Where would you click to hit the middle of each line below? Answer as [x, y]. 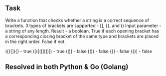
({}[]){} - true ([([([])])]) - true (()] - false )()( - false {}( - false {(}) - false [79, 51]
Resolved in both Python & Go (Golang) [67, 67]
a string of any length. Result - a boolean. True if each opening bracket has [82, 31]
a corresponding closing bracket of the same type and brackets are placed [82, 36]
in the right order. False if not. [35, 41]
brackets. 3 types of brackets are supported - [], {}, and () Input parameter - [83, 25]
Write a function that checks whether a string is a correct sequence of [77, 20]
